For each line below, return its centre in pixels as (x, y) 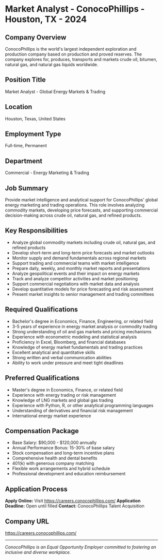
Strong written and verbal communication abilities (62, 357)
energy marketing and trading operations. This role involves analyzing (75, 205)
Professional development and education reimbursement (69, 474)
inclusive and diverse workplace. (38, 552)
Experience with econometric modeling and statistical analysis (74, 337)
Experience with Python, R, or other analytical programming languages (83, 405)
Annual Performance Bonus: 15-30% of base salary (63, 448)
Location (19, 107)
